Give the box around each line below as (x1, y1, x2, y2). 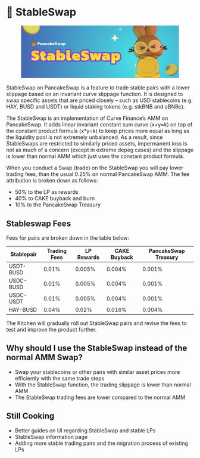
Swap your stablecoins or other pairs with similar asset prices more (14, 368, 180, 375)
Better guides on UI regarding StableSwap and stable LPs (14, 426, 156, 434)
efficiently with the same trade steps (14, 375, 105, 382)
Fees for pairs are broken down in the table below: (6, 234, 130, 241)
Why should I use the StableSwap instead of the (6, 343, 187, 354)
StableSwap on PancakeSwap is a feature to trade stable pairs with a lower (6, 84, 190, 91)
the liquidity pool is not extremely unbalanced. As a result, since (6, 134, 163, 141)
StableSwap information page (14, 433, 88, 440)
